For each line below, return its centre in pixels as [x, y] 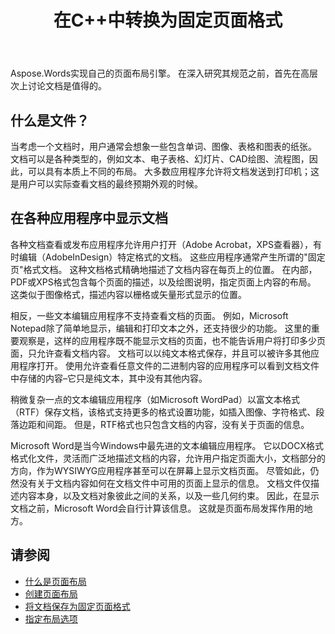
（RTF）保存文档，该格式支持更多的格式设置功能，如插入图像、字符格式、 [163, 412]
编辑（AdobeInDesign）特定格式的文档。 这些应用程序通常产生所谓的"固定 [172, 257]
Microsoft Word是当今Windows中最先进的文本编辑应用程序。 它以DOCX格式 [167, 445]
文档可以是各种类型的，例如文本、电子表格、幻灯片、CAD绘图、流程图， [160, 159]
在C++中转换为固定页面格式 [168, 20]
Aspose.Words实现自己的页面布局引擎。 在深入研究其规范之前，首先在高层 [164, 73]
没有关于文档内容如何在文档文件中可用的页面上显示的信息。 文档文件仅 [164, 483]
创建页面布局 [51, 593]
